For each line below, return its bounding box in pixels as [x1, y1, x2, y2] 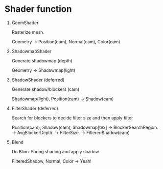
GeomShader [11, 20, 39, 26]
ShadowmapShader [11, 48, 52, 54]
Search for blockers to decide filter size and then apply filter [11, 114, 133, 121]
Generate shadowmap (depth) [11, 57, 73, 63]
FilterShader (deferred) [11, 105, 58, 111]
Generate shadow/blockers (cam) [11, 86, 80, 92]
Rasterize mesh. [11, 29, 45, 35]
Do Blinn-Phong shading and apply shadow [11, 148, 99, 154]
